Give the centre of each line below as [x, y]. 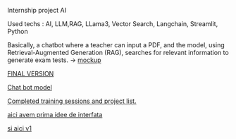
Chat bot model [30, 87]
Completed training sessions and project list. [72, 101]
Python [18, 31]
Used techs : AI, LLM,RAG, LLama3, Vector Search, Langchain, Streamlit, [113, 24]
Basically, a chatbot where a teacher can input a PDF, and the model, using [116, 45]
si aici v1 [19, 128]
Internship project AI [37, 10]
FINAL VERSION [31, 74]
